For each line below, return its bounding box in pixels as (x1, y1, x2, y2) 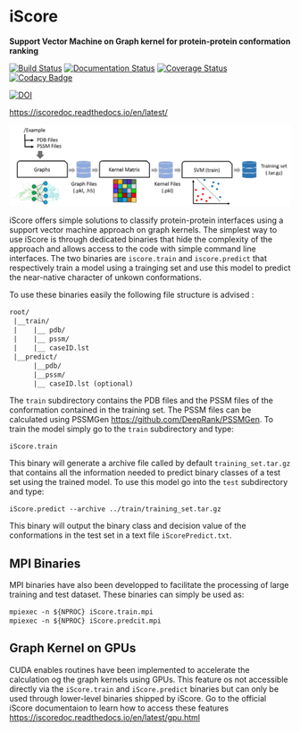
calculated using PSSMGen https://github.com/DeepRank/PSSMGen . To (9, 414, 274, 425)
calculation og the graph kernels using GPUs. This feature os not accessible (9, 674, 288, 685)
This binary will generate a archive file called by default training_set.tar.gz (9, 458, 291, 469)
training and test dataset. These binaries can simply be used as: (9, 589, 245, 600)
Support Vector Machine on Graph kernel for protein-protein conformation (9, 36, 291, 47)
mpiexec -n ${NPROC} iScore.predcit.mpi (9, 616, 162, 626)
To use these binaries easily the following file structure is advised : (9, 289, 254, 301)
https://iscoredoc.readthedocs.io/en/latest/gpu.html (9, 711, 201, 722)
